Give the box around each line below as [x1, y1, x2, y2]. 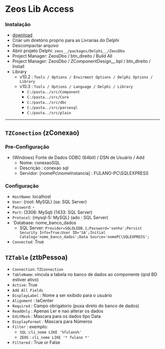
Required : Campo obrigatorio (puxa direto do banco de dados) [12, 303, 139, 309]
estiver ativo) [12, 277, 39, 283]
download [12, 32, 33, 38]
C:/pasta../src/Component [27, 90, 80, 95]
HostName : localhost [12, 193, 51, 200]
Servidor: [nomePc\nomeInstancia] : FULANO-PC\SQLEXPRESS [19, 170, 149, 176]
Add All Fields [12, 288, 44, 293]
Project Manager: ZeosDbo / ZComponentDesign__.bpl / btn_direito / [12, 58, 151, 64]
